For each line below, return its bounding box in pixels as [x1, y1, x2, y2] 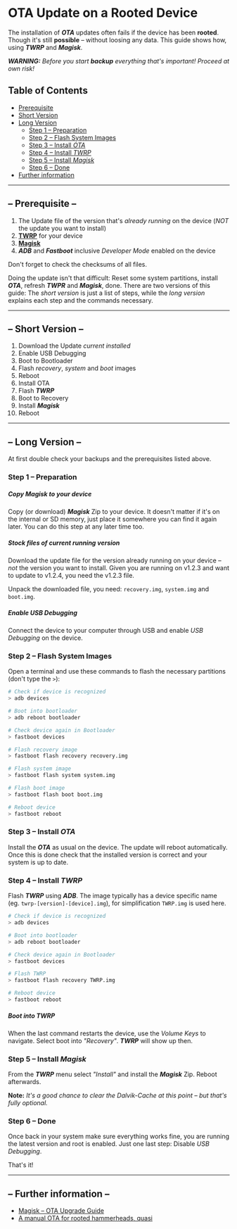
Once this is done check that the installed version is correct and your [8, 850, 207, 859]
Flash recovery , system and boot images [18, 364, 136, 372]
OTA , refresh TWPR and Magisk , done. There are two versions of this [8, 281, 210, 289]
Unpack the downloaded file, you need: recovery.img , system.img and [8, 585, 210, 593]
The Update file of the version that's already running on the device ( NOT [18, 216, 229, 225]
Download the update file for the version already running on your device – [8, 556, 222, 565]
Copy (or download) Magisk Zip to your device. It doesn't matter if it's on [8, 508, 220, 516]
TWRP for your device [18, 231, 83, 240]
